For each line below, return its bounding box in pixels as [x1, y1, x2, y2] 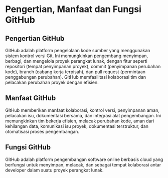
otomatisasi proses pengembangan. [5, 128, 79, 134]
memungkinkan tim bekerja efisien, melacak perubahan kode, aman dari [5, 118, 154, 124]
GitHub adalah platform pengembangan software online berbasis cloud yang [5, 156, 163, 162]
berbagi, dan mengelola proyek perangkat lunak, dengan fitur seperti [5, 58, 148, 64]
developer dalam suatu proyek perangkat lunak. [5, 167, 104, 173]
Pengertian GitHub [5, 34, 65, 43]
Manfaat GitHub [5, 94, 56, 102]
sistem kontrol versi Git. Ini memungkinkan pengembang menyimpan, [5, 53, 148, 59]
